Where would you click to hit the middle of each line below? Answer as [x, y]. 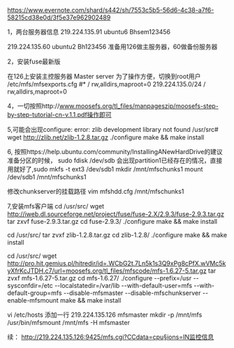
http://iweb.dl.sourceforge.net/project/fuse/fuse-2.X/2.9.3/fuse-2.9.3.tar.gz [116, 214]
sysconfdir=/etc [30, 286]
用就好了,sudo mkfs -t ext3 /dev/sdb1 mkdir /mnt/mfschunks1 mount [105, 169]
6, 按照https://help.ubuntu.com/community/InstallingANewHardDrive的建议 [115, 152]
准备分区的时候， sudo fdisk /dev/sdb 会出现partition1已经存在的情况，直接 [115, 160]
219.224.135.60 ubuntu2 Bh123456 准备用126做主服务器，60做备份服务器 [112, 47]
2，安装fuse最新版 [34, 61]
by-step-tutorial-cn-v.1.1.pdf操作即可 [59, 115]
